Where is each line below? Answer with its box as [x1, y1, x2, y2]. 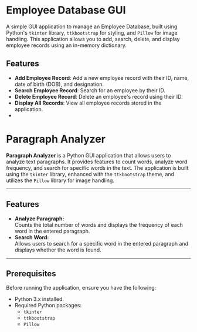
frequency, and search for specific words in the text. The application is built [6, 164, 189, 171]
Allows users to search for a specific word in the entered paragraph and [14, 240, 189, 247]
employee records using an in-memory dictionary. [6, 42, 127, 49]
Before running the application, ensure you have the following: [6, 284, 157, 291]
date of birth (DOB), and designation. [14, 81, 104, 88]
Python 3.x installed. [14, 296, 64, 303]
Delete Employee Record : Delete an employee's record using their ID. [14, 93, 183, 100]
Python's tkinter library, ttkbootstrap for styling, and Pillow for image [6, 29, 178, 36]
